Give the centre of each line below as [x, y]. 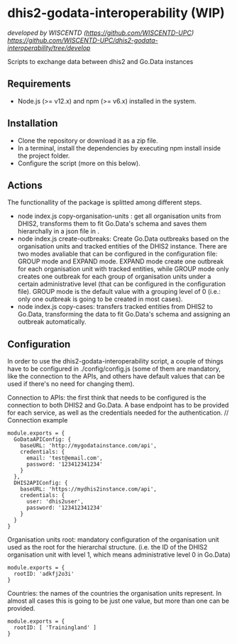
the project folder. [44, 155]
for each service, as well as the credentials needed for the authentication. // [118, 413]
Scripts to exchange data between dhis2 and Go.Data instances [100, 61]
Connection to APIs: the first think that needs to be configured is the [107, 398]
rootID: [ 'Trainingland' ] [55, 628]
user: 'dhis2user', [55, 502]
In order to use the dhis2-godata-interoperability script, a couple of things [115, 361]
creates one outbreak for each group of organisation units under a [114, 277]
